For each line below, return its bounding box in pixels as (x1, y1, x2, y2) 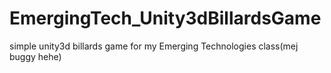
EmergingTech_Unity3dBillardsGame (9, 7, 322, 30)
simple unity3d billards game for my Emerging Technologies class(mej (9, 40, 299, 52)
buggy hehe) (9, 50, 62, 62)
